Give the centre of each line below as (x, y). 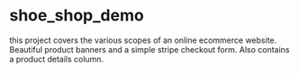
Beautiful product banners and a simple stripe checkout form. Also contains (149, 49)
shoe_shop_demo (77, 16)
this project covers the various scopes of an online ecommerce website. (143, 40)
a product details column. (57, 59)
